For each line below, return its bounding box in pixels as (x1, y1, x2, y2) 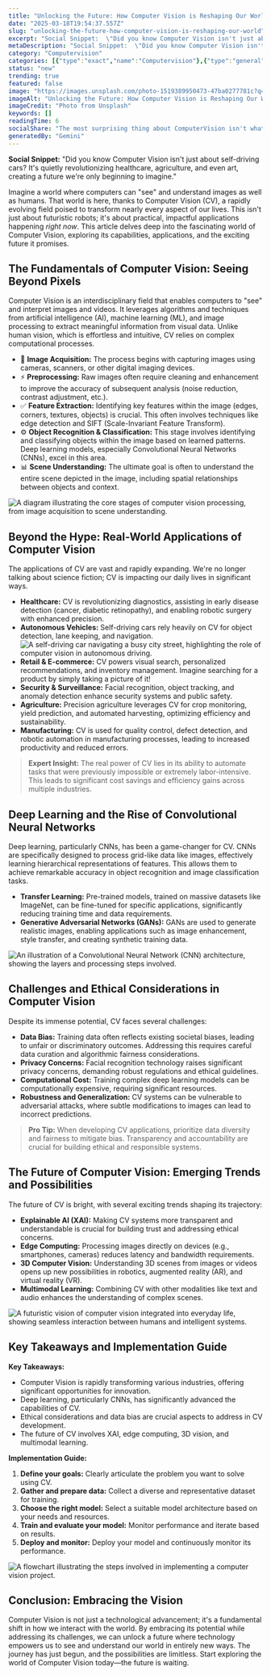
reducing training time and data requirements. (19, 909, 173, 919)
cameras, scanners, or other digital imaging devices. (19, 363, 195, 372)
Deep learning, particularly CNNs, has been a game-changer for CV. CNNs (8, 842, 256, 852)
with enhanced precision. (19, 614, 105, 624)
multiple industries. (27, 785, 92, 794)
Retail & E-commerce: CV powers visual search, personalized (19, 657, 226, 667)
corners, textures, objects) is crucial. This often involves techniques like (19, 410, 259, 420)
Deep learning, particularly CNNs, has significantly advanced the (19, 1395, 236, 1404)
